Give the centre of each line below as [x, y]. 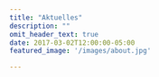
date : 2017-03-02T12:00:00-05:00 [72, 43]
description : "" [40, 26]
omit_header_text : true [54, 34]
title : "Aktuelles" [46, 17]
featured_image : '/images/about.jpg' [80, 51]
